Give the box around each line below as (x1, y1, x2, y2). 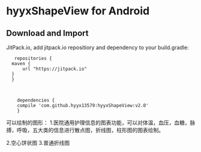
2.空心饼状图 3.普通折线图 (6, 139, 70, 146)
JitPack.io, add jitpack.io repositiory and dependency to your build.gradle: (6, 44, 189, 51)
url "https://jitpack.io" (22, 66, 87, 72)
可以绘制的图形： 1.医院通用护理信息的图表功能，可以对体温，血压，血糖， (6, 119, 190, 126)
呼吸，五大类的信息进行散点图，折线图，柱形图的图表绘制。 (16, 127, 164, 133)
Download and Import (6, 28, 89, 38)
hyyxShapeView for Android (6, 4, 150, 18)
